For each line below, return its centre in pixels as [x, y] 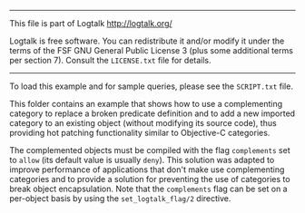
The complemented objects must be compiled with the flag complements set [150, 150]
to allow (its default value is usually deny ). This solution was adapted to [142, 160]
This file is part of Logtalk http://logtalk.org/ [91, 23]
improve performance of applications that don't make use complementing [147, 169]
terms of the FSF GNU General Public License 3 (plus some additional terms [151, 50]
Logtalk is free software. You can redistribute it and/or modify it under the [147, 41]
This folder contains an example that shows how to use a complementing [146, 104]
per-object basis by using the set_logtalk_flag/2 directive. [120, 198]
